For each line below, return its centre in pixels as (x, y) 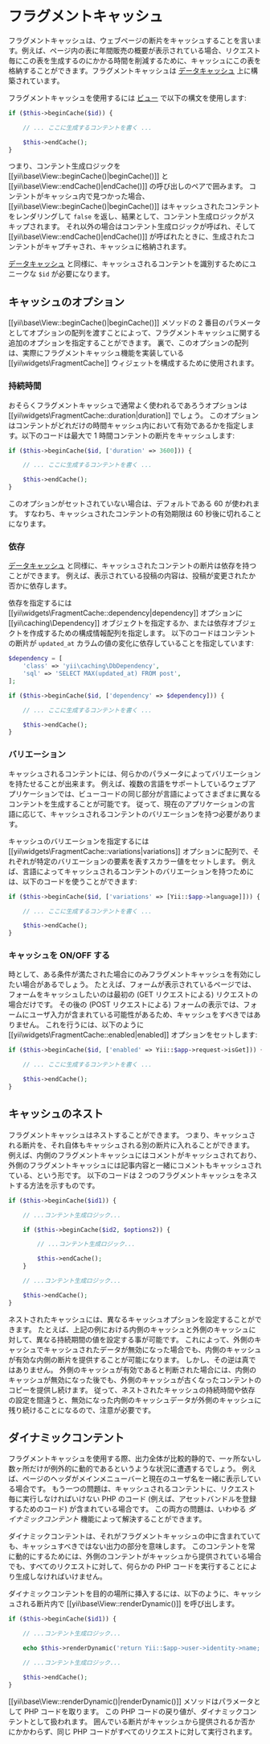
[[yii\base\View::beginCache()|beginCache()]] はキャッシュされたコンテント (134, 206)
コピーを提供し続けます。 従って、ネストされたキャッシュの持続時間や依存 (132, 1390)
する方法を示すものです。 (57, 1185)
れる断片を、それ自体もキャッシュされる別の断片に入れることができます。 (131, 1145)
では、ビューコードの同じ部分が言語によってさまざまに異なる (159, 793)
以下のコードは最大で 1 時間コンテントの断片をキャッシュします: (128, 435)
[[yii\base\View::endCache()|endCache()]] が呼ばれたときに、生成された (128, 237)
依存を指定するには (40, 603)
